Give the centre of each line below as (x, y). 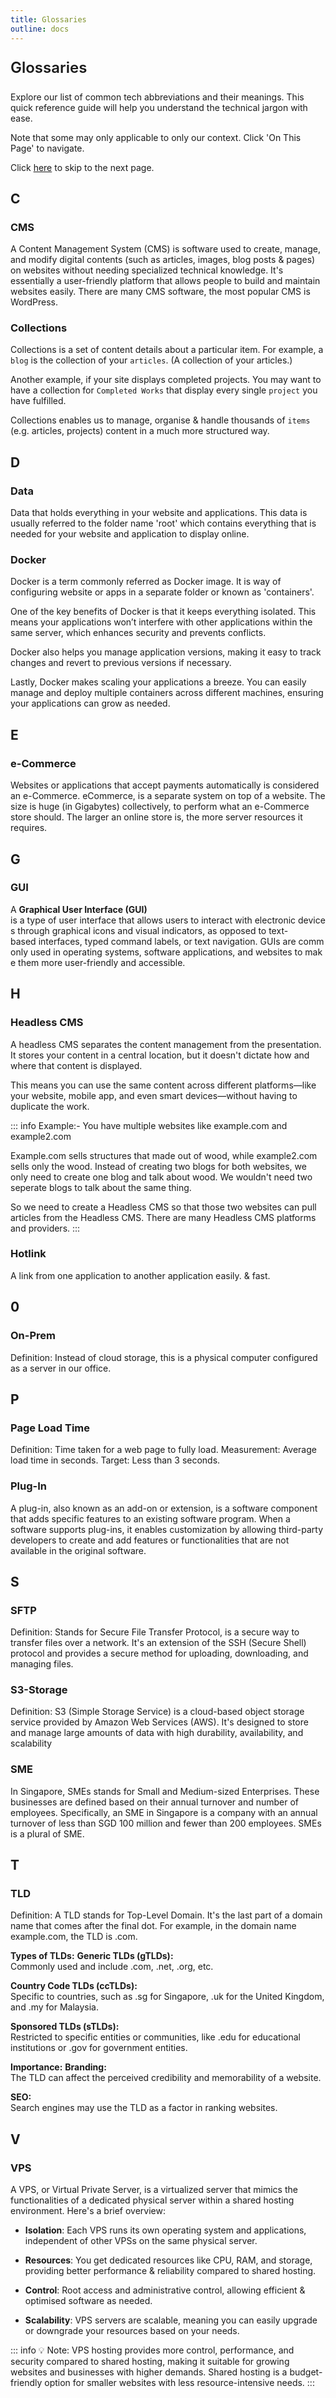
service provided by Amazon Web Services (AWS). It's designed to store (159, 1722)
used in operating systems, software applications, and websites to (166, 952)
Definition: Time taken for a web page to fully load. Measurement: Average (163, 1450)
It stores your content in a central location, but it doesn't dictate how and (160, 1055)
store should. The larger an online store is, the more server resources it (156, 817)
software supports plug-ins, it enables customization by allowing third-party (167, 1529)
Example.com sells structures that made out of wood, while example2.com (164, 1155)
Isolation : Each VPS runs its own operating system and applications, (165, 2230)
